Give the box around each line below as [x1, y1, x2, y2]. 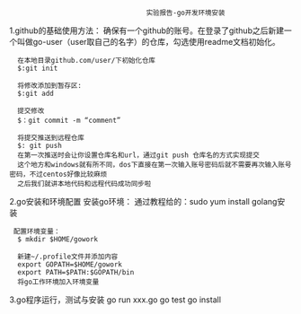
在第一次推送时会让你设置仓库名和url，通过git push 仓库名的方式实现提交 [17, 151, 261, 160]
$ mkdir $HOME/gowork [17, 235, 99, 244]
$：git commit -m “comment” [17, 116, 121, 125]
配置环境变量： [13, 227, 61, 236]
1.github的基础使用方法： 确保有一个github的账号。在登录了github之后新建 [9, 25, 285, 36]
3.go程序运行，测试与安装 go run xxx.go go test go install [9, 294, 222, 305]
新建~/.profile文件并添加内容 [17, 252, 119, 261]
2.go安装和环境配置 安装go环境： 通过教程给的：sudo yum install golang [9, 196, 278, 206]
